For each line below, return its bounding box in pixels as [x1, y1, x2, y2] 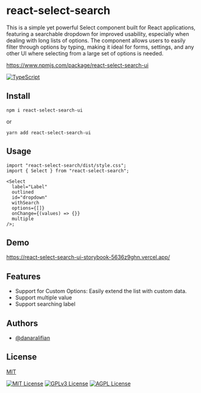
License [6, 352, 37, 363]
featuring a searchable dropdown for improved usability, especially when [6, 30, 189, 37]
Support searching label [15, 300, 76, 308]
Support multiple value [15, 294, 72, 302]
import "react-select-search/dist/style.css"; [6, 162, 127, 168]
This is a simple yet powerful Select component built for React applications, [6, 24, 196, 31]
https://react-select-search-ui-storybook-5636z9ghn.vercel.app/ [6, 253, 171, 261]
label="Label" [12, 183, 48, 189]
